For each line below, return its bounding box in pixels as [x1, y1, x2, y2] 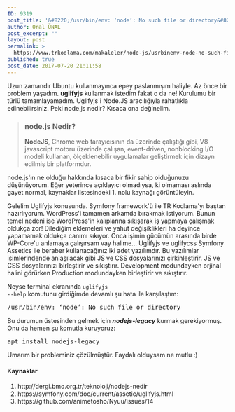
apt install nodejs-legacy [7, 337, 100, 345]
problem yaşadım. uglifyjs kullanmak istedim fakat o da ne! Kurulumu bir [7, 89, 216, 97]
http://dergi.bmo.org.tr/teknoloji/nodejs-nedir [17, 383, 148, 391]
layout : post [7, 36, 45, 43]
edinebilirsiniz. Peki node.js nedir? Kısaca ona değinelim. [7, 104, 171, 112]
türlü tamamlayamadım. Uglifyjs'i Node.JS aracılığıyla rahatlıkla [7, 96, 189, 105]
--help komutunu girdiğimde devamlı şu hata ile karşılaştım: [7, 289, 179, 298]
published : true [7, 56, 55, 63]
